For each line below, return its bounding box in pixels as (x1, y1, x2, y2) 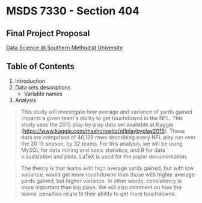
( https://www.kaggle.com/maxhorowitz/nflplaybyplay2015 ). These (20, 127, 185, 135)
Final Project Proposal (6, 28, 90, 38)
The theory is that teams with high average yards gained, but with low (20, 164, 194, 172)
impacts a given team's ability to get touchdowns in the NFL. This (20, 114, 183, 121)
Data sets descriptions (14, 83, 71, 91)
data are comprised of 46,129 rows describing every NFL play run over (20, 133, 196, 141)
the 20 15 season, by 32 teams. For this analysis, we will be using (20, 140, 183, 147)
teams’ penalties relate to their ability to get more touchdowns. (20, 190, 176, 197)
